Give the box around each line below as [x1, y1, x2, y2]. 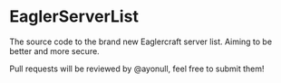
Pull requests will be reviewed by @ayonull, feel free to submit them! [9, 63, 265, 74]
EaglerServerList [9, 6, 139, 27]
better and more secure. [9, 45, 100, 56]
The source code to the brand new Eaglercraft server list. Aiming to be [9, 36, 273, 47]
